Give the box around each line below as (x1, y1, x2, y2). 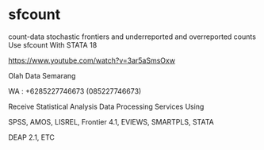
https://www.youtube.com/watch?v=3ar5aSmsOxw (8, 56, 176, 65)
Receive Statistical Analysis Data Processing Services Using (8, 102, 205, 111)
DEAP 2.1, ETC (8, 133, 55, 142)
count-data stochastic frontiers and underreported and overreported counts (8, 32, 256, 41)
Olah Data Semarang (8, 71, 76, 80)
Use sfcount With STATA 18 (8, 40, 98, 49)
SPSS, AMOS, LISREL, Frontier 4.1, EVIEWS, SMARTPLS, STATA (8, 117, 214, 126)
